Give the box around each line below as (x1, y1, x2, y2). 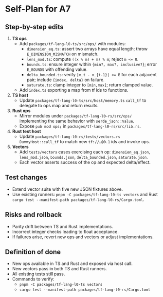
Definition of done (5, 248, 61, 256)
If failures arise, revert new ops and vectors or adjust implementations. (12, 234, 154, 240)
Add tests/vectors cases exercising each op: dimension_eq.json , (19, 149, 150, 155)
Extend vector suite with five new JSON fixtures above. (12, 186, 123, 192)
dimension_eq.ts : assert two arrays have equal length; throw (26, 46, 148, 51)
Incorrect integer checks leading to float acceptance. (12, 229, 119, 234)
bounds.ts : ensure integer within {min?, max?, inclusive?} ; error (26, 62, 157, 67)
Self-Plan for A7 (5, 3, 71, 15)
